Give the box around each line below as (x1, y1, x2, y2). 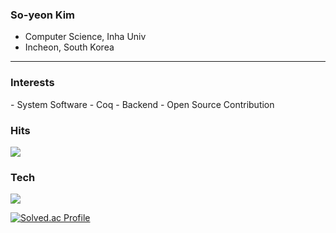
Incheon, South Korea (24, 41, 115, 53)
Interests (10, 76, 55, 90)
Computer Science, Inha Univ (24, 31, 147, 43)
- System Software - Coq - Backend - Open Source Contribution (10, 98, 275, 110)
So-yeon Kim (10, 8, 76, 22)
